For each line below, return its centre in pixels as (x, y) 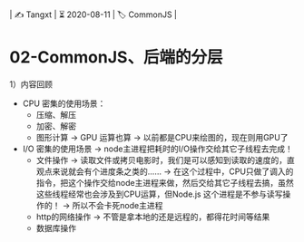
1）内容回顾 (31, 84)
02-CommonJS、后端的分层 (116, 58)
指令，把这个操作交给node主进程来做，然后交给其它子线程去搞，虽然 (165, 182)
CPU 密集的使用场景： (64, 103)
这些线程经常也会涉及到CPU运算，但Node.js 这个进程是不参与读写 (159, 194)
